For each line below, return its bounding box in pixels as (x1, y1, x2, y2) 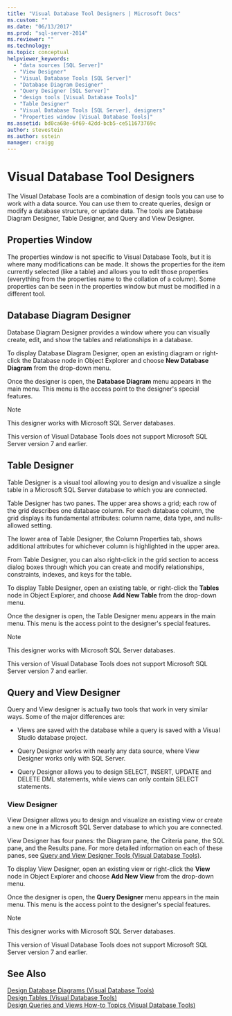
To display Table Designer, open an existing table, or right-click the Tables (7, 584, 220, 592)
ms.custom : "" (7, 17, 48, 24)
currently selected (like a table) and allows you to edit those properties (7, 267, 209, 276)
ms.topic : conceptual (7, 49, 70, 56)
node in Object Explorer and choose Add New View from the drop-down (7, 872, 214, 880)
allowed (7, 521, 30, 530)
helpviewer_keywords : (7, 56, 70, 62)
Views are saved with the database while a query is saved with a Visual (17, 726, 220, 734)
